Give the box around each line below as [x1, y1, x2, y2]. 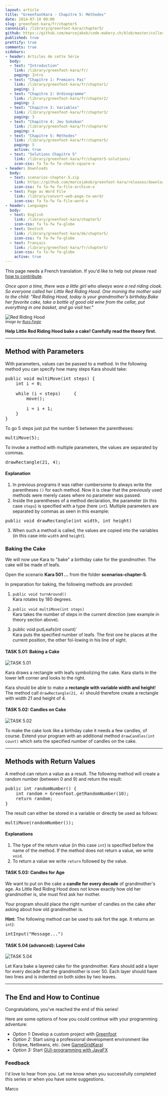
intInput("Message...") [5, 931, 63, 937]
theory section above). [12, 617, 59, 623]
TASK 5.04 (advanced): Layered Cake [5, 942, 85, 948]
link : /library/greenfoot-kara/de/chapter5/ [14, 231, 108, 236]
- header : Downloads [5, 166, 48, 171]
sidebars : [5, 49, 26, 54]
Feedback [5, 1059, 30, 1066]
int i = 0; [15, 380, 42, 386]
